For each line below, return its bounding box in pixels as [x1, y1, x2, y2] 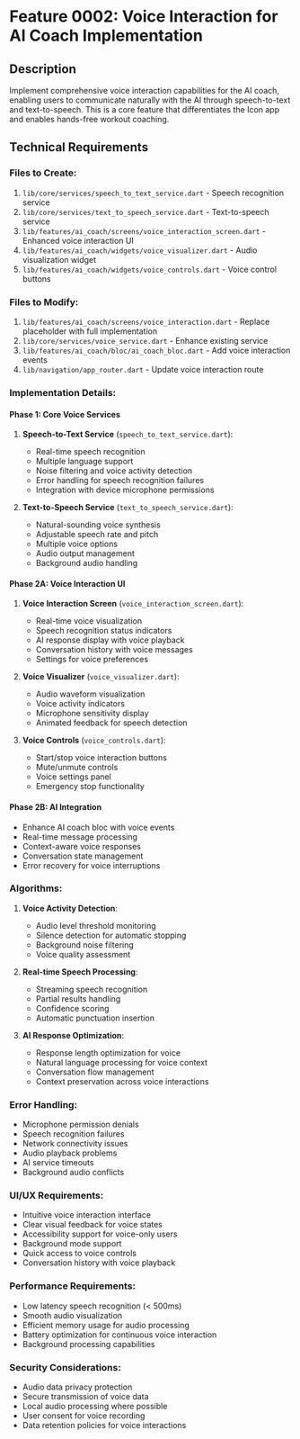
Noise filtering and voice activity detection [35, 465, 193, 476]
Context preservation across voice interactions [35, 1075, 209, 1086]
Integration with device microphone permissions [35, 484, 215, 496]
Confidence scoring [35, 1003, 110, 1013]
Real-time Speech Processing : [22, 966, 138, 977]
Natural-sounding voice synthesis [35, 519, 162, 530]
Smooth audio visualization [22, 1309, 123, 1320]
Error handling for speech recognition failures [35, 475, 205, 486]
